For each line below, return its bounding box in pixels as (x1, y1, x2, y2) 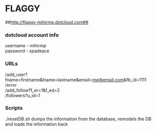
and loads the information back (5, 121, 68, 127)
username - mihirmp (5, 43, 47, 49)
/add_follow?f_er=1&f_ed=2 (5, 87, 60, 93)
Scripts (5, 104, 23, 111)
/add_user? (5, 71, 28, 77)
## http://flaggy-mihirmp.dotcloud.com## (5, 19, 89, 25)
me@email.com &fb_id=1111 (92, 77, 147, 83)
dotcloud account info (5, 32, 59, 38)
